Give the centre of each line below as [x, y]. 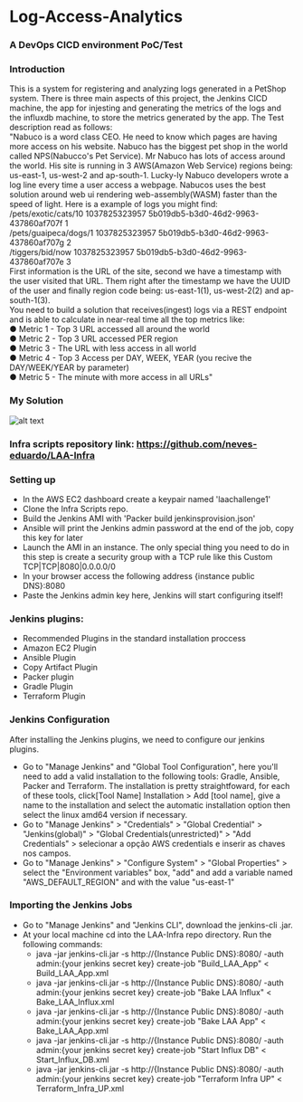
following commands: [62, 944]
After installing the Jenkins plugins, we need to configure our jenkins [137, 739]
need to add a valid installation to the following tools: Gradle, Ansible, [151, 776]
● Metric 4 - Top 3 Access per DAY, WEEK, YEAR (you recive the [131, 358]
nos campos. [47, 853]
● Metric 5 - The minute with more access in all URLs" [111, 377]
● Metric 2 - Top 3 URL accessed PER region [94, 339]
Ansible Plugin [49, 658]
